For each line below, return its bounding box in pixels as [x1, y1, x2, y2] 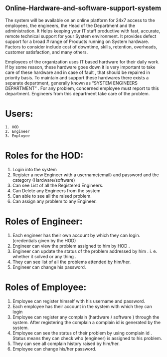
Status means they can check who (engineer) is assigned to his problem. [12, 335, 163, 341]
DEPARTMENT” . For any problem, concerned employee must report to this [5, 85, 159, 91]
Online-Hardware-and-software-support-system [5, 4, 162, 12]
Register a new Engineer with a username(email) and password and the [12, 172, 159, 178]
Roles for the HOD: [5, 150, 84, 161]
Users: [5, 108, 33, 119]
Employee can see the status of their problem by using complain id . [12, 330, 152, 336]
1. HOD [5, 124, 19, 129]
